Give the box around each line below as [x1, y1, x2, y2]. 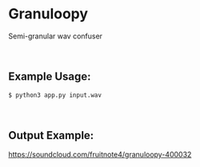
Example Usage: [8, 70, 91, 84]
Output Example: [8, 129, 94, 142]
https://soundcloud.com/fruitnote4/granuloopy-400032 [8, 149, 192, 160]
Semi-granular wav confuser [8, 31, 102, 41]
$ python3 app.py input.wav [8, 91, 102, 99]
